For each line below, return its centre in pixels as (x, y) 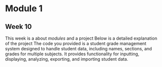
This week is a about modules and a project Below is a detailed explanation (81, 38)
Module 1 (24, 9)
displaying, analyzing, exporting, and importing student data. (67, 59)
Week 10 (18, 27)
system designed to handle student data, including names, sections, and (79, 49)
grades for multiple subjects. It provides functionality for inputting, (72, 54)
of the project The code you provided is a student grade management (76, 44)
